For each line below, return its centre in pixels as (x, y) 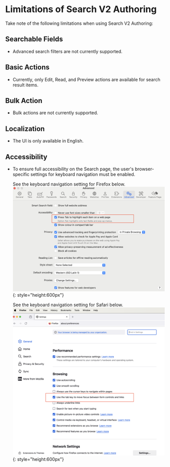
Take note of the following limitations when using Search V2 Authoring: (79, 23)
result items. (26, 85)
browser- (144, 169)
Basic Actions (27, 67)
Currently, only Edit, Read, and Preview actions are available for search (87, 79)
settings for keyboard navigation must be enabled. (83, 174)
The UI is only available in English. (48, 141)
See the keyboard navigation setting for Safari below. (68, 305)
